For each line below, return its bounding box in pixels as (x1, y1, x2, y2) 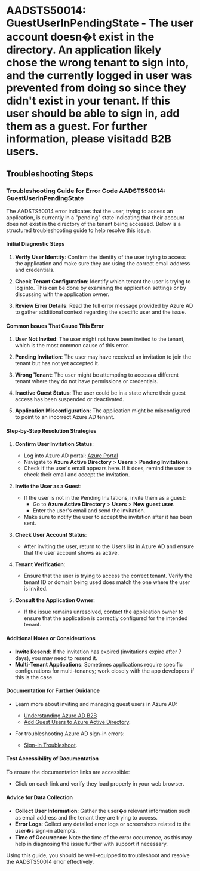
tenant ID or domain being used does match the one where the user (23, 579, 190, 586)
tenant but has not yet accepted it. (14, 360, 100, 367)
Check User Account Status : (14, 531, 87, 539)
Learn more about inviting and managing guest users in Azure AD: (14, 700, 177, 707)
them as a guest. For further (6, 120, 148, 133)
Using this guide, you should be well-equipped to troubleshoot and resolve (6, 852, 190, 859)
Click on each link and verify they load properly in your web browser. (14, 780, 184, 787)
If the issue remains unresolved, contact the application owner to (23, 608, 184, 616)
